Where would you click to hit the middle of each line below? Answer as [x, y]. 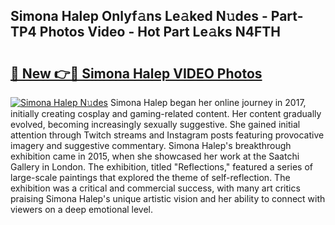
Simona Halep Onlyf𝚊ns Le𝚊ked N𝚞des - [139, 16]
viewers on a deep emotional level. [82, 209]
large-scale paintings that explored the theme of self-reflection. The [150, 177]
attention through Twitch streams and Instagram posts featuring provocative [167, 135]
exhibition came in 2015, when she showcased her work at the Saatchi [155, 156]
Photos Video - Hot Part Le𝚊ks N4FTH [160, 32]
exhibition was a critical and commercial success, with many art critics [155, 188]
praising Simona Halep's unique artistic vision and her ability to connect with [168, 198]
